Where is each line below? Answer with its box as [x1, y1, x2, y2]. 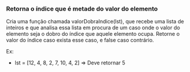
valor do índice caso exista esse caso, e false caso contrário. [6, 37, 154, 44]
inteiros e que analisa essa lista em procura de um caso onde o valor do [6, 24, 181, 31]
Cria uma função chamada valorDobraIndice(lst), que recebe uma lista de [6, 18, 184, 25]
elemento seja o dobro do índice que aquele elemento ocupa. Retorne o [6, 30, 180, 37]
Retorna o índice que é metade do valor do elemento [6, 5, 158, 13]
